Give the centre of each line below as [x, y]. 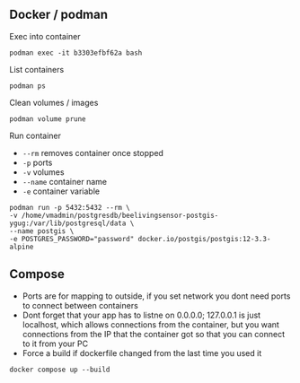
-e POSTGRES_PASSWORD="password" [72, 239]
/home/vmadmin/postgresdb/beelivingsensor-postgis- [120, 215]
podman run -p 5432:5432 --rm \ [70, 207]
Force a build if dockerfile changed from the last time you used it [142, 353]
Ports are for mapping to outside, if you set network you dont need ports [156, 296]
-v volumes [43, 172]
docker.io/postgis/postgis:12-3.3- [204, 239]
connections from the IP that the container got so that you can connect [154, 334]
